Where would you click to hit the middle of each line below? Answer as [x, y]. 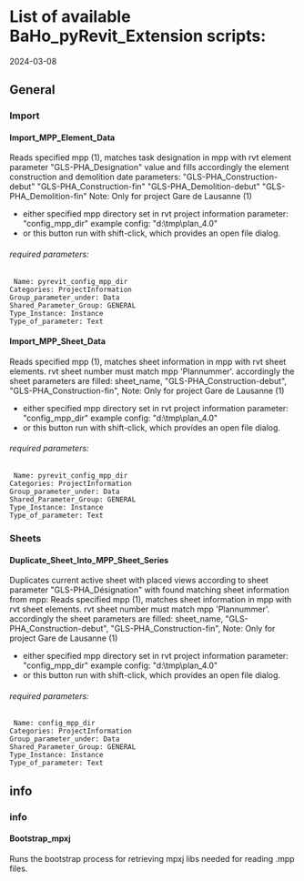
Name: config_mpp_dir [54, 724]
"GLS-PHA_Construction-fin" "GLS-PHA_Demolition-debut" [149, 187]
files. [19, 868]
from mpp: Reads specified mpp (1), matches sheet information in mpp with [151, 600]
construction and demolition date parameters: [95, 177]
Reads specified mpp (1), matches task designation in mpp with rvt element [151, 157]
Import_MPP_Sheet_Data [58, 341]
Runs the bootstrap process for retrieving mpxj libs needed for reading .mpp [152, 858]
